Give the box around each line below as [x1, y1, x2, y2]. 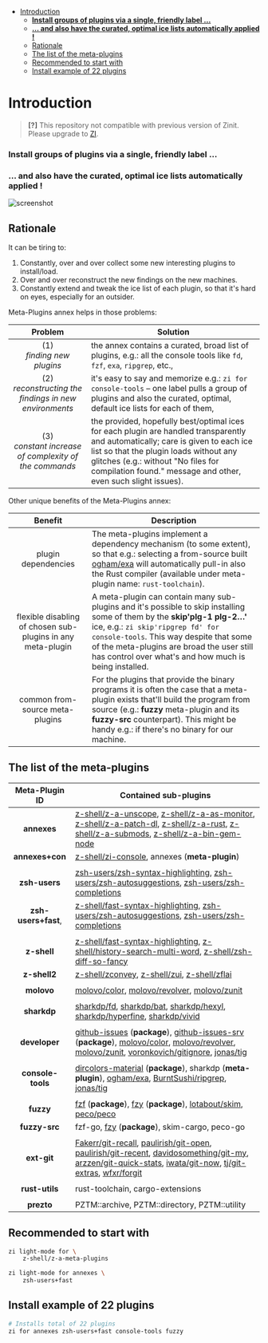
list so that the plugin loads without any [90, 445, 238, 456]
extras [74, 1167, 99, 1178]
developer [19, 1037, 60, 1048]
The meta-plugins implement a [91, 528, 209, 539]
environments [22, 402, 74, 413]
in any [51, 630, 74, 642]
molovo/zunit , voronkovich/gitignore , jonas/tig [74, 1046, 247, 1057]
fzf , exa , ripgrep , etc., [90, 359, 174, 370]
